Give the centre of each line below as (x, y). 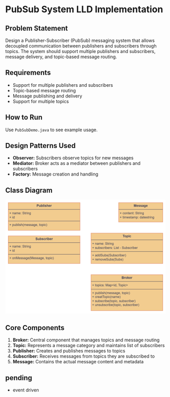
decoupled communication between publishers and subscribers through (81, 46)
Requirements (28, 73)
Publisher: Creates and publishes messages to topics (69, 351)
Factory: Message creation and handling (55, 174)
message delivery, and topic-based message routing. (61, 57)
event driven (26, 390)
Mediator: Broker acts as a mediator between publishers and (77, 163)
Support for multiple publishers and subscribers (63, 85)
